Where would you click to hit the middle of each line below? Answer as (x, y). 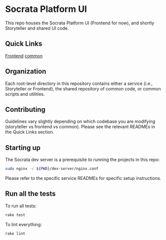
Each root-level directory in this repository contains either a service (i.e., (79, 83)
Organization (26, 71)
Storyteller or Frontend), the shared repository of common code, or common (83, 88)
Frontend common (24, 56)
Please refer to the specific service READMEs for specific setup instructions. (83, 178)
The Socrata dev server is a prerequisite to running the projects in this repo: (83, 160)
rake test (15, 215)
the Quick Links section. (30, 132)
